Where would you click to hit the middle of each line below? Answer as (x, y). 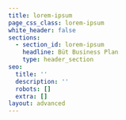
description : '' (42, 81)
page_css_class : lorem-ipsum (56, 23)
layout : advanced (37, 103)
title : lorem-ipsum (40, 15)
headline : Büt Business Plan (71, 52)
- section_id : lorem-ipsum (60, 45)
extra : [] (31, 96)
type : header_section (58, 60)
